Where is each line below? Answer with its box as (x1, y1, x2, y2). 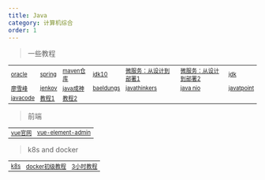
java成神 (62, 84, 85, 92)
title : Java (8, 11, 47, 20)
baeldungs (92, 84, 121, 92)
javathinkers (125, 84, 158, 92)
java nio (180, 84, 201, 92)
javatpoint (228, 84, 255, 92)
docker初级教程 (26, 163, 67, 171)
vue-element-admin (36, 129, 91, 137)
